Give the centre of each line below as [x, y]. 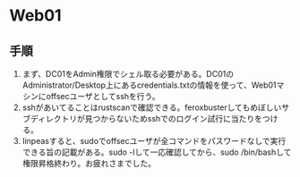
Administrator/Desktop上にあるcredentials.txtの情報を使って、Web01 [149, 85]
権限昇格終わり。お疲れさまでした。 [89, 163]
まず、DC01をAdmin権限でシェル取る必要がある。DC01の [128, 74]
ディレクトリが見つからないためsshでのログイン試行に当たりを [146, 118]
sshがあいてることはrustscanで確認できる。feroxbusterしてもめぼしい [152, 107]
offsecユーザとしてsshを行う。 [103, 96]
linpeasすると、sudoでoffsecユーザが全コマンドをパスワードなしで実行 [154, 141]
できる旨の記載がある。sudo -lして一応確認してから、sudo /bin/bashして [157, 152]
